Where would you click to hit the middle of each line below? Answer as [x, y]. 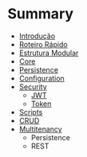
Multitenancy [40, 129]
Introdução [37, 36]
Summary [40, 14]
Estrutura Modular [49, 53]
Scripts [31, 112]
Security [33, 86]
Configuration [42, 78]
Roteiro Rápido [43, 44]
